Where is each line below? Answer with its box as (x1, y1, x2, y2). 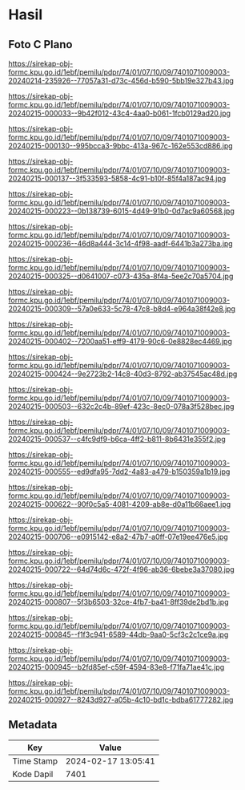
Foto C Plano (8, 38, 73, 51)
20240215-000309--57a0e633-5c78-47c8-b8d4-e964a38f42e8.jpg (8, 304, 236, 314)
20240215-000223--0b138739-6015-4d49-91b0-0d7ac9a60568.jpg (8, 206, 235, 216)
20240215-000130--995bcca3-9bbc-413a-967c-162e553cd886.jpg (8, 141, 234, 150)
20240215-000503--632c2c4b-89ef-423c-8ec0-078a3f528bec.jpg (8, 402, 235, 411)
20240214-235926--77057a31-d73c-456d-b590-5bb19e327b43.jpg (8, 76, 235, 85)
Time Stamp (12, 756, 58, 767)
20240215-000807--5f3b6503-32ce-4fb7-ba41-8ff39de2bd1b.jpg (8, 598, 230, 606)
